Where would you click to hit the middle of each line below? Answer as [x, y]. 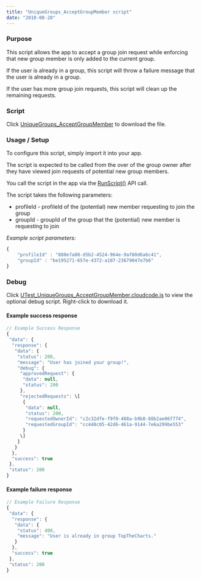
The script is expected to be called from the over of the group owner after [99, 165]
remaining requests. [31, 95]
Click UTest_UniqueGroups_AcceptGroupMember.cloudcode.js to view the [100, 295]
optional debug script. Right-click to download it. [68, 301]
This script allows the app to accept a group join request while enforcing [97, 52]
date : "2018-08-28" [31, 18]
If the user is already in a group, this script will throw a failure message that [100, 70]
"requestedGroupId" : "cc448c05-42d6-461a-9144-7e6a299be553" [104, 425]
